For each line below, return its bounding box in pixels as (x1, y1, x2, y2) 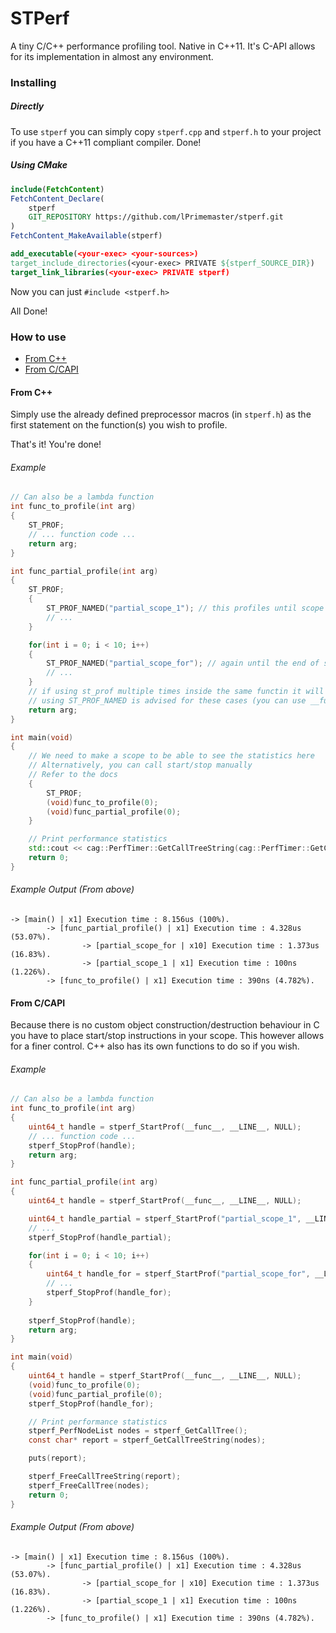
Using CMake (10, 159, 68, 171)
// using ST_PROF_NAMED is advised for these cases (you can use (28, 695, 307, 706)
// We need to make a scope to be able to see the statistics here (28, 751, 315, 761)
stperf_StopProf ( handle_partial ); (28, 1232, 172, 1242)
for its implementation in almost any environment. (10, 50, 214, 62)
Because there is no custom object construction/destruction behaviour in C (10, 1019, 320, 1031)
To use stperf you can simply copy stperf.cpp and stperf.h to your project (10, 125, 322, 137)
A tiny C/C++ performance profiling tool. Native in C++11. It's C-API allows (10, 40, 316, 52)
